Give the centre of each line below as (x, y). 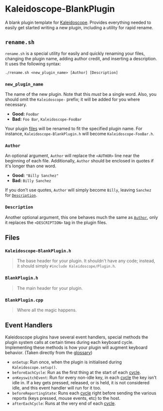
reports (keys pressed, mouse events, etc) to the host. (66, 398)
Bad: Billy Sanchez (32, 180)
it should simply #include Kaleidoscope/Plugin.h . (66, 266)
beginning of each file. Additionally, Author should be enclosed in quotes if (79, 161)
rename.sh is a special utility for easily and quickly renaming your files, (75, 53)
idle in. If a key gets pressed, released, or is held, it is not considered (81, 382)
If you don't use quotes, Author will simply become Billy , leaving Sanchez (78, 190)
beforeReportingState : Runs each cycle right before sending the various (84, 393)
